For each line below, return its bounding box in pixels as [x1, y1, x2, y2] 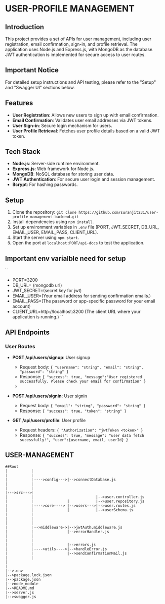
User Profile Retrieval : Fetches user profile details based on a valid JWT [12, 127, 160, 134]
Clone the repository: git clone [12, 209, 77, 215]
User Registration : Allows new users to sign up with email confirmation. [12, 112, 159, 118]
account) [12, 303, 31, 309]
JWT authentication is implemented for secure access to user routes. [5, 52, 146, 58]
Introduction [5, 23, 44, 31]
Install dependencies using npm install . [12, 219, 94, 225]
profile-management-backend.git [12, 214, 79, 220]
